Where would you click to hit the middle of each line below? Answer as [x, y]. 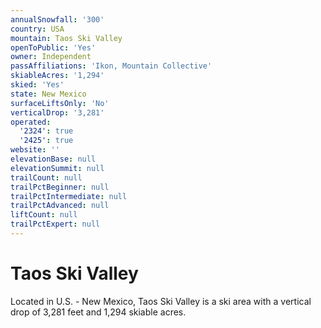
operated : [31, 122]
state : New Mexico [48, 94]
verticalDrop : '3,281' [57, 112]
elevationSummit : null [57, 168]
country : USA [37, 29]
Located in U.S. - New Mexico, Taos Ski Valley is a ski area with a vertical [161, 301]
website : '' [35, 150]
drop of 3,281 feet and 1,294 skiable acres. [98, 312]
